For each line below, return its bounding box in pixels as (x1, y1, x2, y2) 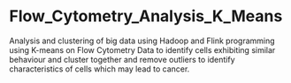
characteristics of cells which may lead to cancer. (9, 64, 190, 74)
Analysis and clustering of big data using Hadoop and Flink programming (9, 35, 276, 46)
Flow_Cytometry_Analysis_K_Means (9, 6, 283, 26)
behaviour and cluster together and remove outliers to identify (9, 54, 236, 64)
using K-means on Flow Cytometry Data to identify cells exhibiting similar (9, 44, 276, 55)
